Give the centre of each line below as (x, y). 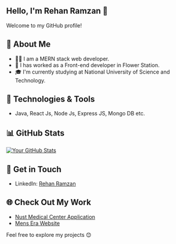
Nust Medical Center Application (55, 216)
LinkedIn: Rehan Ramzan (45, 184)
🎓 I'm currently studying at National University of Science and (92, 72)
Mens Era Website (37, 223)
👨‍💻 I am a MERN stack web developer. (62, 59)
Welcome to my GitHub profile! (44, 25)
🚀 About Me (28, 45)
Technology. (30, 80)
